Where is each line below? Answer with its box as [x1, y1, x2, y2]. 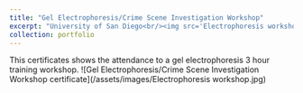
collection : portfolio [9, 30, 95, 39]
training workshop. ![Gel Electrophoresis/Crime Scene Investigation [9, 64, 260, 75]
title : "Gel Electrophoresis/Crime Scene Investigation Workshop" [9, 13, 264, 23]
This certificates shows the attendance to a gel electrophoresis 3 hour [9, 55, 271, 66]
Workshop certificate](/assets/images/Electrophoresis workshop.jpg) [9, 74, 267, 85]
